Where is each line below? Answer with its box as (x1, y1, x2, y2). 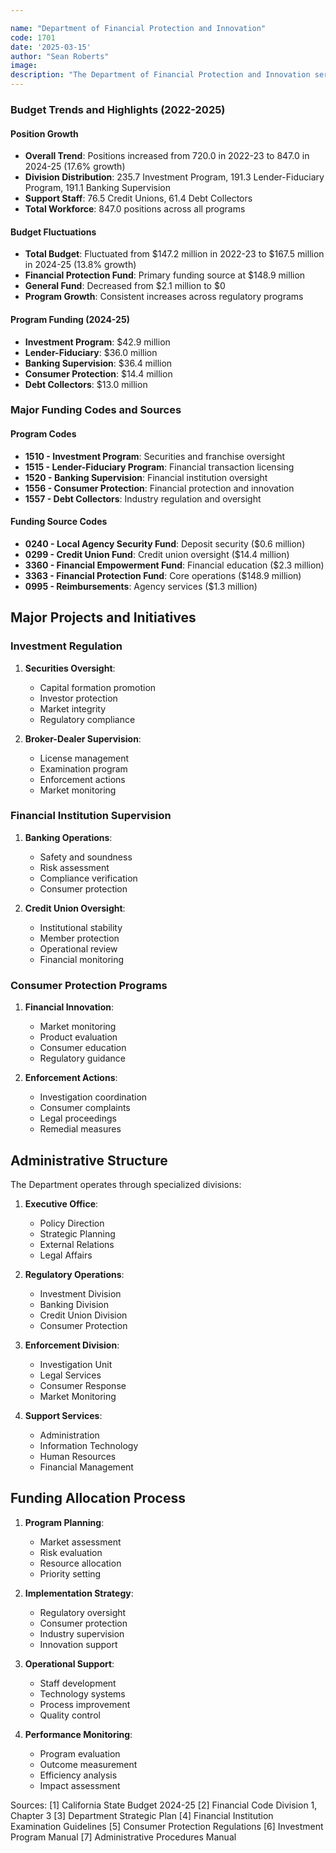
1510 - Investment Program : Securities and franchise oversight (24, 450, 286, 462)
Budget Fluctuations (10, 226, 97, 238)
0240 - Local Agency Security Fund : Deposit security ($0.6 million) (24, 537, 306, 550)
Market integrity (39, 702, 107, 715)
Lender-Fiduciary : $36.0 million (24, 346, 158, 358)
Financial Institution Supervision (10, 809, 172, 823)
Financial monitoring (39, 953, 125, 965)
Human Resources (39, 1450, 117, 1462)
